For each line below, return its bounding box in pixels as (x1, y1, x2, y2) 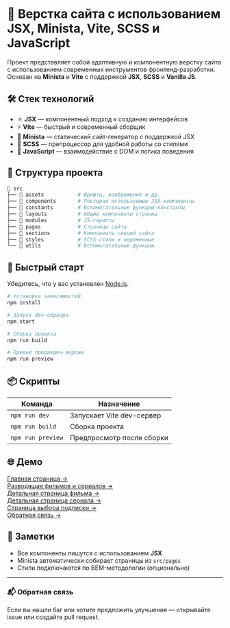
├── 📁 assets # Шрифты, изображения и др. (7, 191, 161, 198)
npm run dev (10, 411, 50, 419)
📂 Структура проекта (7, 167, 103, 179)
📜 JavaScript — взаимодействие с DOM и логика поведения (16, 147, 194, 155)
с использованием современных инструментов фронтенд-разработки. (7, 65, 216, 73)
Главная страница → (7, 474, 68, 483)
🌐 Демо (7, 456, 43, 468)
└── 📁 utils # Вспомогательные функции (7, 243, 155, 250)
